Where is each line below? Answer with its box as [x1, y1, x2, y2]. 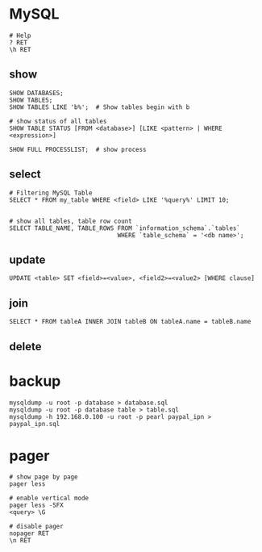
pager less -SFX [9, 501, 64, 509]
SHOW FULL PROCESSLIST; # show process [9, 145, 148, 153]
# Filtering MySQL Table [9, 189, 93, 197]
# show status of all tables [9, 117, 107, 125]
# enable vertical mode [9, 494, 89, 503]
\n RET [9, 537, 31, 545]
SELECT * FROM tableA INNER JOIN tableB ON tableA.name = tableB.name [9, 318, 252, 326]
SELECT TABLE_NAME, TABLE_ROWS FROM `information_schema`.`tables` [9, 224, 241, 232]
